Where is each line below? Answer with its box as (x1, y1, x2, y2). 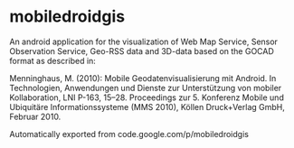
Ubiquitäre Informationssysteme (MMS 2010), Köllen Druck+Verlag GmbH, (9, 101, 285, 112)
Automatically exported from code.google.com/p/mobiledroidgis (9, 128, 249, 139)
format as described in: (9, 55, 97, 66)
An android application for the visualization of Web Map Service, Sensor (9, 36, 279, 47)
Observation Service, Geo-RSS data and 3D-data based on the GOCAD (9, 45, 274, 56)
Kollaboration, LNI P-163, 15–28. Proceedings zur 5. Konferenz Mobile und (9, 92, 285, 103)
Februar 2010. (9, 111, 62, 122)
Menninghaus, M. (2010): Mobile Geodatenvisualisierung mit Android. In (9, 72, 277, 83)
